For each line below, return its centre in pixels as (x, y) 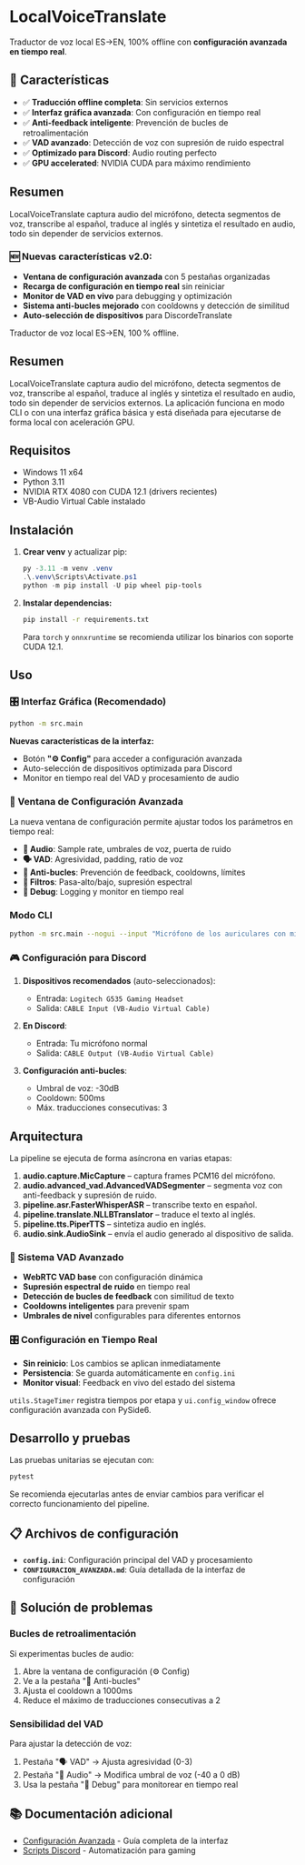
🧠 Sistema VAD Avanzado (67, 1257)
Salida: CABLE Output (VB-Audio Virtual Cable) (125, 1053)
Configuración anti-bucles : (74, 1071)
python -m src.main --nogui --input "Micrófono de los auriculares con (148, 934)
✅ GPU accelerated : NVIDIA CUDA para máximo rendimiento (137, 163)
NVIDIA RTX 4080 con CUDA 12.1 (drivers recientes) (120, 492)
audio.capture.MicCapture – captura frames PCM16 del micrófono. (149, 1176)
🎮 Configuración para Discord (78, 958)
